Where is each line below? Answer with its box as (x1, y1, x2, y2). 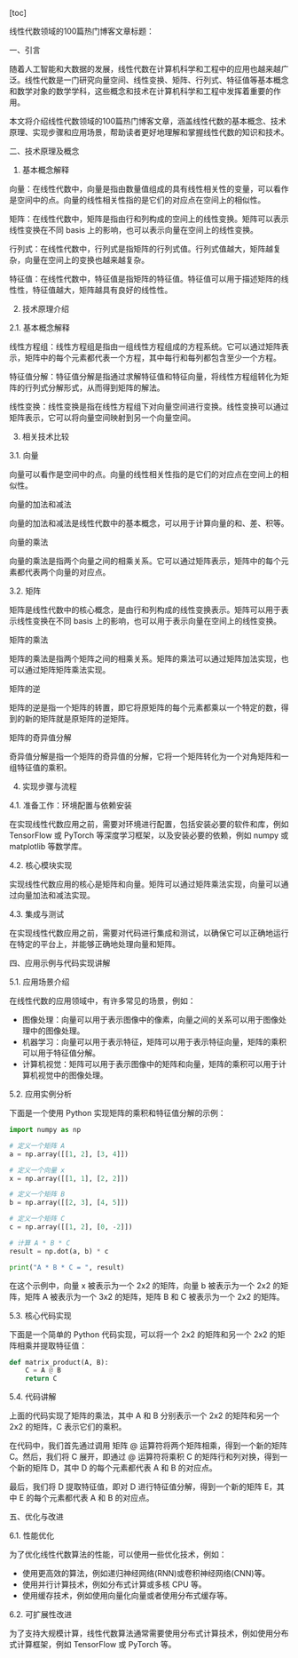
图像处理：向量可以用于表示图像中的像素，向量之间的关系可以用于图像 (21, 1015, 279, 1024)
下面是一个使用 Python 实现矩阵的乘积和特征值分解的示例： (9, 1108, 226, 1118)
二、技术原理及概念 (9, 146, 80, 156)
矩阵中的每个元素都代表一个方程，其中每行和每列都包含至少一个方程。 (24, 353, 281, 363)
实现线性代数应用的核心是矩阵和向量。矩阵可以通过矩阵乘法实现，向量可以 (9, 879, 281, 889)
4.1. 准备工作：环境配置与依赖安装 (9, 800, 133, 810)
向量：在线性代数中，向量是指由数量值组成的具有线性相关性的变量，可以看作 (9, 184, 289, 194)
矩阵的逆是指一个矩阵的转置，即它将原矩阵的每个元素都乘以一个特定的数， (9, 702, 281, 713)
